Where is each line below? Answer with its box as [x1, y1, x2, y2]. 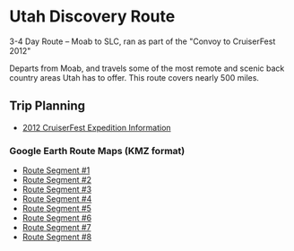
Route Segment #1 [22, 165, 91, 176]
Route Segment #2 [22, 175, 92, 186]
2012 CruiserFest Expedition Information [22, 122, 172, 133]
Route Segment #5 [22, 203, 91, 214]
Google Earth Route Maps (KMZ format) [9, 144, 186, 157]
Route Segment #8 [22, 231, 92, 243]
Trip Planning [9, 99, 86, 114]
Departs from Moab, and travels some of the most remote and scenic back [9, 63, 285, 74]
